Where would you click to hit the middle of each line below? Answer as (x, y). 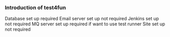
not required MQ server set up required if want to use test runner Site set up (85, 24)
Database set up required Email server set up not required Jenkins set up (82, 19)
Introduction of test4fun (35, 8)
